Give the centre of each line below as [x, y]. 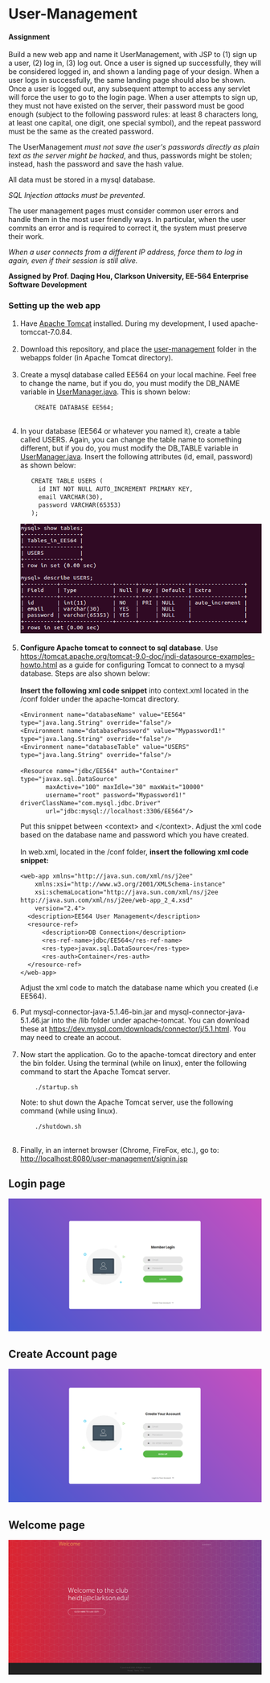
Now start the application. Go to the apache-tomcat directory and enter [138, 1054]
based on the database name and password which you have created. [134, 834]
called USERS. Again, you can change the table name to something [131, 439]
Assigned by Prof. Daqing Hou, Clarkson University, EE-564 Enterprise [129, 276]
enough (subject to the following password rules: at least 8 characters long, [133, 114]
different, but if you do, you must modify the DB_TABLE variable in [129, 448]
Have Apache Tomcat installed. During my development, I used [124, 323]
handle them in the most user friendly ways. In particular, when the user [127, 220]
